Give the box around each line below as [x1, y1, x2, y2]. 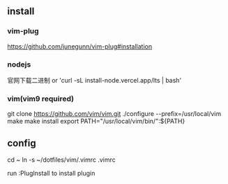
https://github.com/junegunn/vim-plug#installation [7, 42, 152, 51]
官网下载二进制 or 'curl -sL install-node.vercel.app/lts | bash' [7, 76, 182, 84]
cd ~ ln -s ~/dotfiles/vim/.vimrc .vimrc [7, 156, 116, 164]
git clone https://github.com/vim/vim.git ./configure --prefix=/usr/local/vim [7, 110, 222, 118]
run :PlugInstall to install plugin [7, 169, 96, 178]
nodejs [7, 59, 31, 69]
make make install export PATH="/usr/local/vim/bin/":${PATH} [7, 117, 185, 126]
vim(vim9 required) [7, 94, 75, 103]
